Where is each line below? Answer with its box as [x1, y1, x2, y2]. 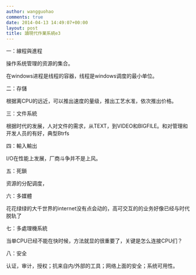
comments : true [6, 14, 44, 20]
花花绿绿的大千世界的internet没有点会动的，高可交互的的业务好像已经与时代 [6, 205, 190, 212]
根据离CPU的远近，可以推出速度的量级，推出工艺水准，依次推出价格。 [6, 98, 177, 105]
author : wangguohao [6, 8, 54, 15]
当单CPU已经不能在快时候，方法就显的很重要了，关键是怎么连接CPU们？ [6, 237, 183, 244]
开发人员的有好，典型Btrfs [6, 130, 69, 137]
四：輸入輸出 [6, 143, 37, 150]
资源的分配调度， [6, 180, 48, 187]
